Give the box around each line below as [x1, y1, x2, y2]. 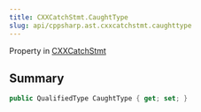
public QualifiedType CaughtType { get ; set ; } [9, 94, 189, 103]
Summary [9, 71, 65, 86]
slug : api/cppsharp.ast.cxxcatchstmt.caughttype [9, 21, 192, 30]
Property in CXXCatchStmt [9, 45, 106, 56]
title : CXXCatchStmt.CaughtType [9, 12, 128, 22]
